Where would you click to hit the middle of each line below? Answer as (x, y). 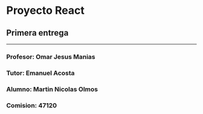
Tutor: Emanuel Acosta (40, 73)
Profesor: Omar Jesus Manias (51, 57)
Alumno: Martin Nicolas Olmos (52, 89)
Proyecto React (45, 11)
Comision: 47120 (32, 105)
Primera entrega (37, 33)
